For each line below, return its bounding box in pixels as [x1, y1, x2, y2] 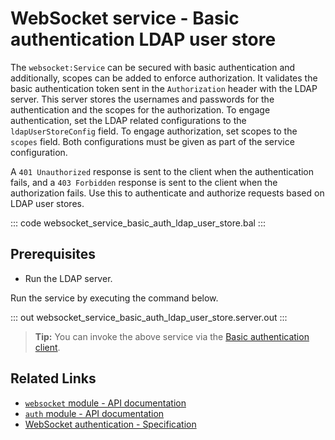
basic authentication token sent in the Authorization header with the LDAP [10, 82, 318, 94]
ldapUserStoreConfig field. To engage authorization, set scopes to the [10, 125, 298, 137]
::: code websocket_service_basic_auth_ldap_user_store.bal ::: [10, 217, 266, 229]
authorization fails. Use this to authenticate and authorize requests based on [10, 187, 325, 199]
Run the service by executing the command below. [10, 292, 219, 304]
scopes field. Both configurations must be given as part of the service [10, 135, 295, 147]
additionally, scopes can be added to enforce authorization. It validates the [10, 72, 318, 84]
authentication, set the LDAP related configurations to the [10, 114, 247, 126]
